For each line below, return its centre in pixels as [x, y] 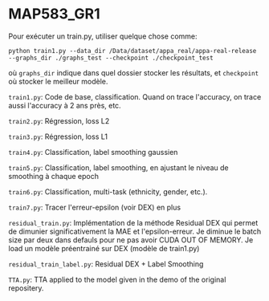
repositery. [26, 288]
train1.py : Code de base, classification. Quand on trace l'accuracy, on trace [135, 96]
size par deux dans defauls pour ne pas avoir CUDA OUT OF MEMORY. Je [131, 240]
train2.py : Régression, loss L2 [59, 120]
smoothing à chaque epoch [53, 176]
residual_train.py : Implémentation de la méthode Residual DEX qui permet [133, 222]
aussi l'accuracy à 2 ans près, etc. [65, 105]
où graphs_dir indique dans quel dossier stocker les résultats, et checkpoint [134, 72]
